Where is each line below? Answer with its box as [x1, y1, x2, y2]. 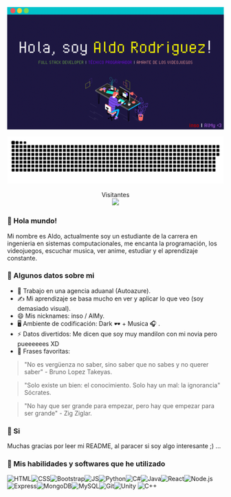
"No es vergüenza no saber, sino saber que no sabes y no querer [23, 360, 209, 368]
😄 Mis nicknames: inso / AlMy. [16, 312, 105, 320]
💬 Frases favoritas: [16, 347, 71, 355]
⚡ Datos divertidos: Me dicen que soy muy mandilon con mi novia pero [16, 329, 218, 338]
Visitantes [101, 191, 130, 199]
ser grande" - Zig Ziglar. [23, 409, 93, 417]
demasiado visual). [16, 304, 71, 312]
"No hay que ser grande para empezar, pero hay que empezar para [23, 401, 215, 409]
